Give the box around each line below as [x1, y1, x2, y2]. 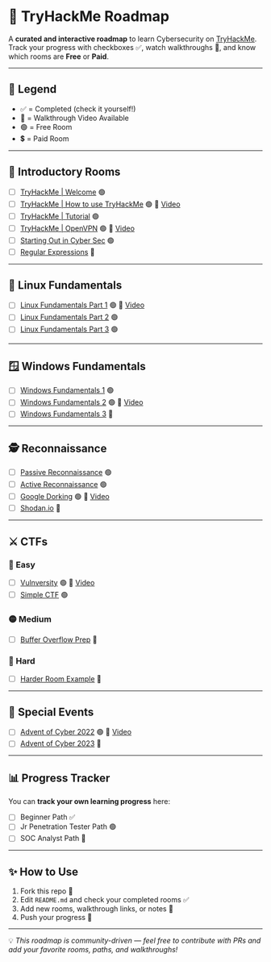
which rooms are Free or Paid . [8, 52, 109, 61]
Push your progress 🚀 [19, 913, 93, 922]
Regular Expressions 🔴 [19, 247, 95, 256]
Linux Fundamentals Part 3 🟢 [19, 324, 119, 334]
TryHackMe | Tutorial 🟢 [19, 211, 99, 221]
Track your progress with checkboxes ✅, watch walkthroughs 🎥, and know [8, 42, 256, 52]
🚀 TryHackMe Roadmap [8, 7, 170, 26]
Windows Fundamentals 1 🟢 [19, 385, 115, 395]
